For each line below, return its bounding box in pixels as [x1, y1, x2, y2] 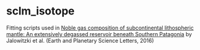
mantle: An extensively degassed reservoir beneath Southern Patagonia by [6, 30, 192, 37]
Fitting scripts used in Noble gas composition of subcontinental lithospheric [6, 24, 194, 31]
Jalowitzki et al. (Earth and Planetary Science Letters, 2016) [6, 37, 154, 44]
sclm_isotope [6, 4, 75, 18]
